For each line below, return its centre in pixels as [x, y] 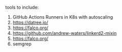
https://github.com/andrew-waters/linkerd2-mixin [65, 33]
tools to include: [22, 7]
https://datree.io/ [30, 22]
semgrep [22, 44]
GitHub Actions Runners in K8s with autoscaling [63, 17]
